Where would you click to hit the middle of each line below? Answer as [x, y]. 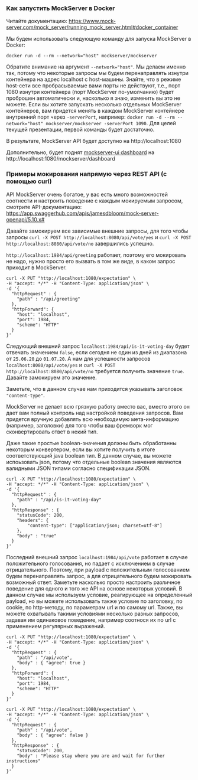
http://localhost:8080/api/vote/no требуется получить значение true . [95, 371]
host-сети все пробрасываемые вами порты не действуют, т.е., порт [93, 86]
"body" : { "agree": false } [53, 735]
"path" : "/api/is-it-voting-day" [59, 500]
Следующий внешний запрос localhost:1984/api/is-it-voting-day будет [98, 346]
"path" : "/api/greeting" [49, 299]
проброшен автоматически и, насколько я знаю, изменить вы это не [93, 98]
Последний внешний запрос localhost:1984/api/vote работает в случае [97, 557]
